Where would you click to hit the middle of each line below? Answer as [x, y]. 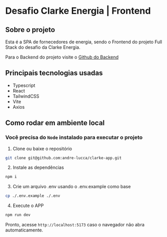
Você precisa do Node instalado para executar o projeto [74, 137]
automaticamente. [24, 230]
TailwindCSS [26, 96]
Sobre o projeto [30, 30]
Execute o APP [28, 205]
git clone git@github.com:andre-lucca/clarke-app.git [64, 158]
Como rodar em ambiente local [55, 123]
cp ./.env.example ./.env [33, 196]
